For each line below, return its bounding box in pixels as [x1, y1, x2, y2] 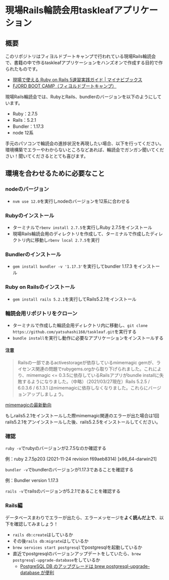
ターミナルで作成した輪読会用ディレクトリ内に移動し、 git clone [12, 322, 148, 328]
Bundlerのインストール [5, 251, 62, 258]
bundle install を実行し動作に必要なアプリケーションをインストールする [12, 334, 164, 341]
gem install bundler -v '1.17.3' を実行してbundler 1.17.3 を [12, 263, 138, 269]
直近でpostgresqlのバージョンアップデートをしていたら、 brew [12, 550, 141, 556]
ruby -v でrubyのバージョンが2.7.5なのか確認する [5, 445, 107, 451]
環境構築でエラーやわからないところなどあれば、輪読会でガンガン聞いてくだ [5, 147, 164, 153]
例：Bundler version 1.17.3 [5, 477, 59, 484]
